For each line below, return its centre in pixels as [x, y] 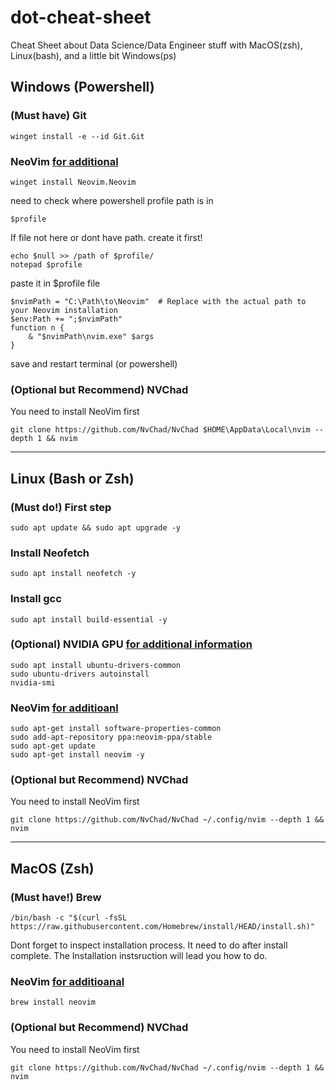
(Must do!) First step [61, 507]
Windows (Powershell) [82, 87]
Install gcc [36, 599]
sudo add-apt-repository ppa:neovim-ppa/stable [111, 737]
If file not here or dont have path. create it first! [106, 237]
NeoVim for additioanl [64, 708]
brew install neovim [53, 1002]
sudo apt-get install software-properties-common [116, 729]
